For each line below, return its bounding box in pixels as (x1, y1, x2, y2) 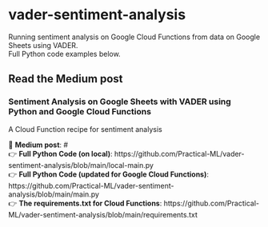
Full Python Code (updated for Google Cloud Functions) (18, 169, 207, 179)
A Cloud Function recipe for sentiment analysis (8, 124, 162, 133)
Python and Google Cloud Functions (8, 106, 152, 117)
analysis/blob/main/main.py (8, 189, 100, 199)
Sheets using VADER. (8, 40, 78, 50)
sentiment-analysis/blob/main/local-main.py (8, 160, 154, 169)
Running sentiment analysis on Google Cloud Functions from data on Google (8, 32, 261, 42)
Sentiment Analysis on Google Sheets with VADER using (8, 96, 232, 107)
